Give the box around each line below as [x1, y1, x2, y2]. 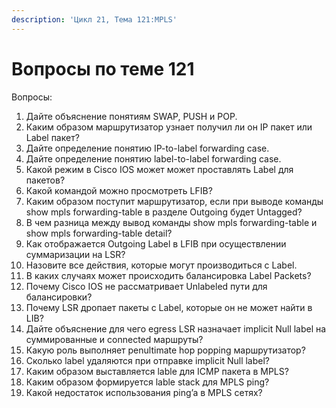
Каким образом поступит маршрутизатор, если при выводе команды [25, 195, 324, 207]
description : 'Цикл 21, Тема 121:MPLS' [11, 14, 178, 25]
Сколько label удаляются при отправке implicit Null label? [25, 354, 270, 366]
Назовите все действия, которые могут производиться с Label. [25, 259, 298, 271]
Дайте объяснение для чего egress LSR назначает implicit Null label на [25, 322, 327, 335]
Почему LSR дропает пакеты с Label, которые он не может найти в [25, 301, 313, 313]
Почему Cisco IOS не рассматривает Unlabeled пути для [25, 280, 268, 292]
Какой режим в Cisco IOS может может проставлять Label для [25, 163, 294, 175]
